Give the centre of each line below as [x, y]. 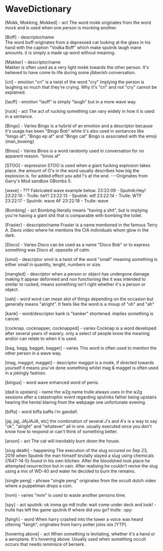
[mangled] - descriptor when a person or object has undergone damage [77, 274]
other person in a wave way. [33, 353]
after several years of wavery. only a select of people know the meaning [77, 333]
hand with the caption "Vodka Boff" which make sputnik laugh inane [73, 47]
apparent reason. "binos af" [33, 156]
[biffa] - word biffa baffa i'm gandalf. [42, 412]
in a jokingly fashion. [26, 373]
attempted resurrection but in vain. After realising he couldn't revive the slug [81, 466]
